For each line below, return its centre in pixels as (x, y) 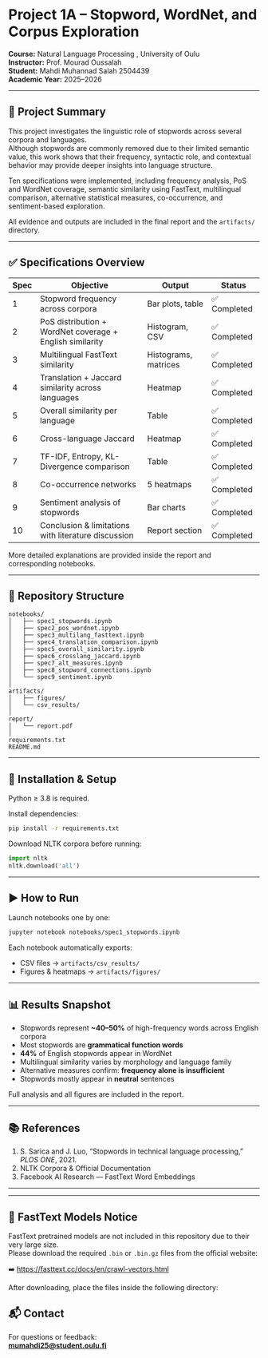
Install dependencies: (43, 814)
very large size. (33, 1245)
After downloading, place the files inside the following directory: (113, 1287)
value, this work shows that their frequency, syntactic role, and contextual (130, 157)
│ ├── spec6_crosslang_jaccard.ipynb (75, 657)
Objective (90, 285)
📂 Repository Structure (66, 596)
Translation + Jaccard (81, 377)
